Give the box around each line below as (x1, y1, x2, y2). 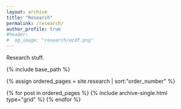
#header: (6, 32, 29, 38)
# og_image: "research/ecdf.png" (6, 37, 94, 43)
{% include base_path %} (6, 66, 70, 73)
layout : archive (6, 9, 47, 15)
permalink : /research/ (6, 20, 64, 26)
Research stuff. (6, 54, 44, 61)
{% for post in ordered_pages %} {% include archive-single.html (6, 90, 168, 96)
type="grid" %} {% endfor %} (6, 96, 81, 103)
